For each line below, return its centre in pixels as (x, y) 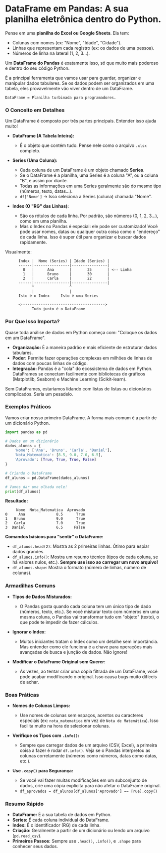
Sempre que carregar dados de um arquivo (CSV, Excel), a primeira (88, 745)
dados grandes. (28, 552)
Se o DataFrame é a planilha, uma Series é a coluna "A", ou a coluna (89, 175)
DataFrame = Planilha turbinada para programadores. (61, 98)
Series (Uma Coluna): (35, 160)
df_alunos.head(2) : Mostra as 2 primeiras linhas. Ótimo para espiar (81, 546)
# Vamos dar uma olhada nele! (36, 487)
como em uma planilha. (44, 221)
